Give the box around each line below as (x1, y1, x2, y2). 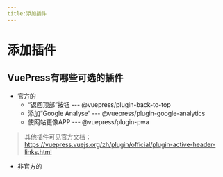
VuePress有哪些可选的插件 (7, 72, 124, 84)
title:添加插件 (7, 10, 47, 17)
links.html (24, 147, 52, 156)
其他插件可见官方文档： (24, 133, 92, 141)
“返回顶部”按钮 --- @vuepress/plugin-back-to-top (27, 100, 172, 108)
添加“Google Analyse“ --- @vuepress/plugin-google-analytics (27, 109, 206, 117)
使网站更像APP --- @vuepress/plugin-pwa (27, 117, 149, 126)
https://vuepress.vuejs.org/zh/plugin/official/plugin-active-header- (24, 140, 216, 149)
